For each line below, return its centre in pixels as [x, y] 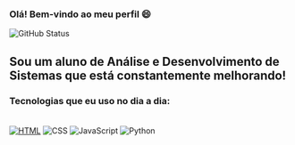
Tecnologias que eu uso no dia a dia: [90, 101]
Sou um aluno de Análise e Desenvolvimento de [144, 61]
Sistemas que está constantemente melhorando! [148, 75]
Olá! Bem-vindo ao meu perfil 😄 [80, 14]
